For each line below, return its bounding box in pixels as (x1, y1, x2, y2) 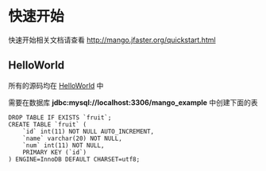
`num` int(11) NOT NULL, (22, 141, 105, 150)
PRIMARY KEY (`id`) (22, 148, 87, 156)
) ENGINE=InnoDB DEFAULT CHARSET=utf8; (8, 155, 141, 163)
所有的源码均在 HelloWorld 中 (8, 80, 104, 90)
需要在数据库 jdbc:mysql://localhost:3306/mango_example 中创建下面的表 (8, 97, 258, 107)
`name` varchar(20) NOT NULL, (22, 134, 123, 142)
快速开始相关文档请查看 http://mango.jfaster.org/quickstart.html (8, 35, 216, 45)
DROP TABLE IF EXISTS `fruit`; (8, 113, 112, 122)
